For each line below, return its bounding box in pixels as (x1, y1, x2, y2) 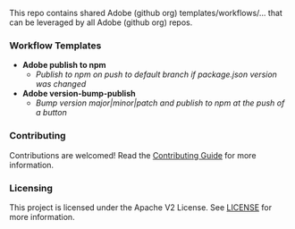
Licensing (9, 182, 54, 194)
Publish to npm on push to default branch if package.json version (35, 69, 277, 80)
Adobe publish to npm (21, 60, 106, 71)
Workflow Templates (9, 39, 102, 52)
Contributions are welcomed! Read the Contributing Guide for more (9, 149, 257, 160)
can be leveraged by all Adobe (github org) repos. (9, 17, 193, 28)
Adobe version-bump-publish (21, 89, 136, 99)
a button (35, 107, 67, 118)
